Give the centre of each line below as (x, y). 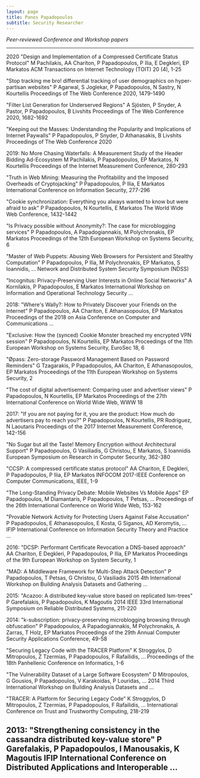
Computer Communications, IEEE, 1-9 (52, 481)
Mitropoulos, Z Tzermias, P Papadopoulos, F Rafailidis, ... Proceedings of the (100, 657)
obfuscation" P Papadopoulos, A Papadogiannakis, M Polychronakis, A (93, 626)
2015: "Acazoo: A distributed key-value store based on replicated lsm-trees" (100, 596)
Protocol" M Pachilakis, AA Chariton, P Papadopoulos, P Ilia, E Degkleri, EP (98, 63)
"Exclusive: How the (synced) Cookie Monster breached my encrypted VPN (99, 335)
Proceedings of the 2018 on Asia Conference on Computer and (83, 317)
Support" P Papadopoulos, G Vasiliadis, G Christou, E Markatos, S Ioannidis (99, 451)
